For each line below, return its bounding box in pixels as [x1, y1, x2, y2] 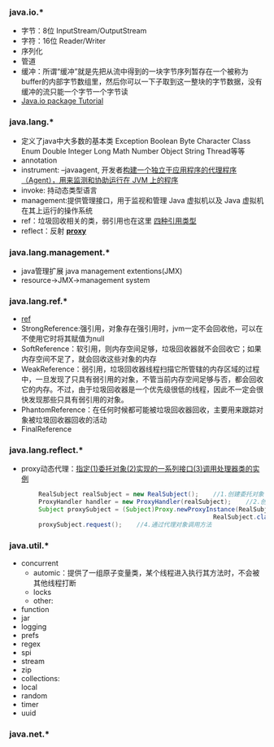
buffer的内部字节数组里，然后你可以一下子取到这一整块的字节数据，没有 [20, 76, 263, 87]
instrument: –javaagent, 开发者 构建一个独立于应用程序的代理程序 [20, 165, 237, 175]
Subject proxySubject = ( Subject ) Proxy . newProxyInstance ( [38, 506, 239, 514]
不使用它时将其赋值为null [20, 334, 105, 344]
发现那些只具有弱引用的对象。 [28, 395, 128, 405]
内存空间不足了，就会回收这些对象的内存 [20, 354, 157, 364]
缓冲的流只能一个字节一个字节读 [20, 87, 128, 97]
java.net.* [9, 728, 50, 740]
